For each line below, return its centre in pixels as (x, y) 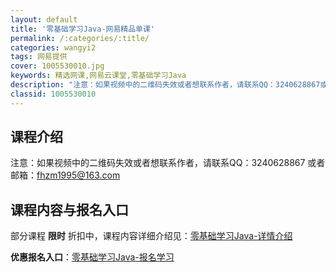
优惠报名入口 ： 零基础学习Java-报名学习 (92, 257)
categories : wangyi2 (53, 47)
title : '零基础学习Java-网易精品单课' (83, 29)
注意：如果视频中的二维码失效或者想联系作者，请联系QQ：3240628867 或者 (168, 163)
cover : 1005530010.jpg (57, 66)
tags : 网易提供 (39, 57)
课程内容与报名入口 (69, 209)
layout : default (44, 19)
